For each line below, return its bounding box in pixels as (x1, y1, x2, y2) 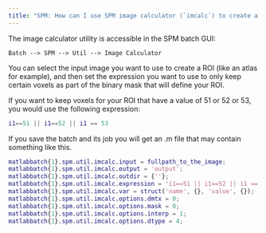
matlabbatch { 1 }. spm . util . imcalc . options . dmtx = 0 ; (8, 195, 180, 203)
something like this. (8, 142, 72, 152)
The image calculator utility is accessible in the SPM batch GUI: (8, 34, 217, 43)
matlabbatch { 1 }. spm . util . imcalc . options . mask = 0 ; (8, 202, 180, 210)
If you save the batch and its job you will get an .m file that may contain (8, 133, 241, 144)
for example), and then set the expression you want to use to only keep (8, 71, 241, 81)
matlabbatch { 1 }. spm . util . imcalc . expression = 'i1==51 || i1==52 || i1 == (8, 180, 259, 188)
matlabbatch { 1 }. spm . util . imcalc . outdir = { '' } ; (8, 172, 170, 180)
